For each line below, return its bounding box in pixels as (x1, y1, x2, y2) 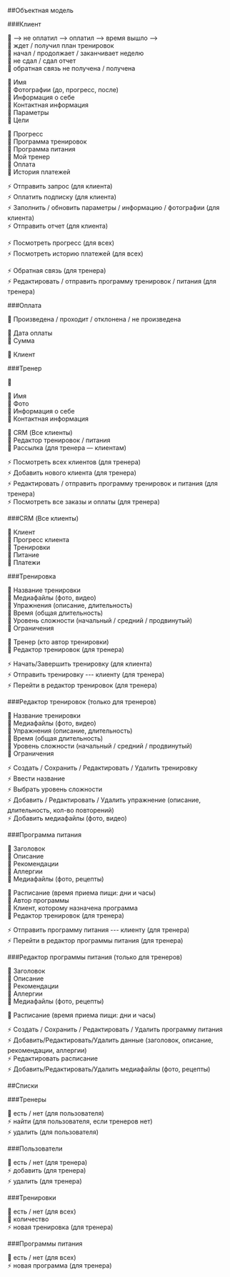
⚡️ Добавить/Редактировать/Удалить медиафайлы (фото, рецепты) (7, 1065, 211, 1073)
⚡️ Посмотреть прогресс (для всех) (7, 239, 115, 247)
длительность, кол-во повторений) (7, 806, 114, 814)
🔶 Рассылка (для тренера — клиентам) (7, 444, 127, 452)
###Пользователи (7, 1144, 63, 1153)
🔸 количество (7, 1215, 49, 1223)
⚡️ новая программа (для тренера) (7, 1261, 112, 1270)
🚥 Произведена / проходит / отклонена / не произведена (7, 315, 181, 324)
